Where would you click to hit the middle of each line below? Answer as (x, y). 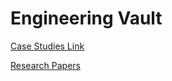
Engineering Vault (86, 18)
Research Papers (45, 65)
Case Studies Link (47, 46)
